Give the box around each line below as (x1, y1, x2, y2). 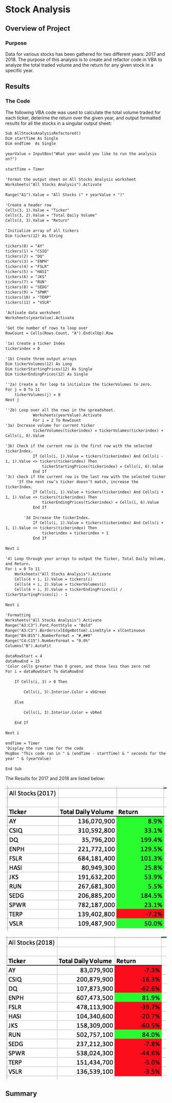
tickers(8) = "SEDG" (5, 284, 50, 290)
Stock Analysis (5, 4, 71, 15)
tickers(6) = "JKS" (5, 274, 47, 279)
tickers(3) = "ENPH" (5, 259, 50, 264)
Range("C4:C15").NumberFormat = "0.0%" (5, 638, 91, 643)
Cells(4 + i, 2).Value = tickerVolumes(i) (14, 582, 106, 587)
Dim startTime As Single (5, 136, 58, 141)
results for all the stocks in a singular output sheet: (5, 120, 112, 126)
